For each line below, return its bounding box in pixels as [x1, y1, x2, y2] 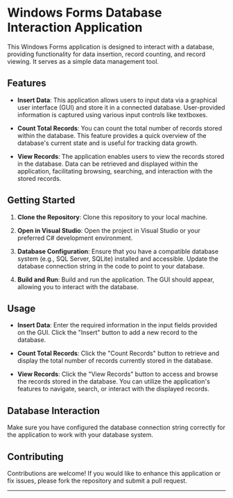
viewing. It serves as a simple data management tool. [7, 57, 159, 65]
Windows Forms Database [7, 5, 162, 21]
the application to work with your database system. [7, 431, 154, 439]
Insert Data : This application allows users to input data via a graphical [17, 96, 217, 104]
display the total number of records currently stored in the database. [17, 357, 213, 365]
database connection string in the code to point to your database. [17, 261, 205, 270]
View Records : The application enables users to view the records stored [17, 152, 225, 160]
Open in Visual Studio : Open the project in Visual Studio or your [17, 226, 201, 234]
